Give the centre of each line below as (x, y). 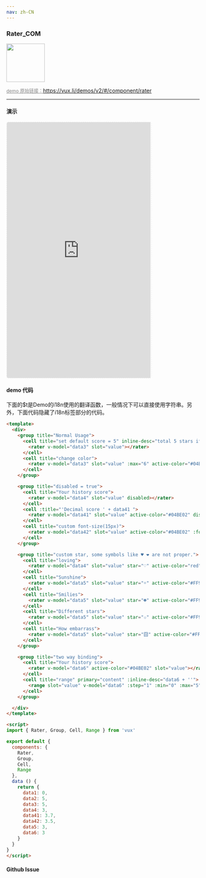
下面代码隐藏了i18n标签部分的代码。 (63, 412)
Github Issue (23, 869)
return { (29, 787)
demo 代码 (20, 390)
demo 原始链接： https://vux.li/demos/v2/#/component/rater (79, 90)
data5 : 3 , (35, 827)
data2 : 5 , (35, 798)
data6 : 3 (34, 833)
